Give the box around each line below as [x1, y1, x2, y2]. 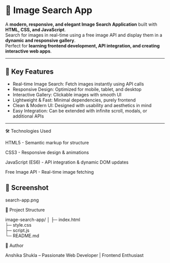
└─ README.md [5, 232, 39, 239]
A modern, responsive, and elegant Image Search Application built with [5, 21, 158, 27]
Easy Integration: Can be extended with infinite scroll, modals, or [12, 108, 148, 114]
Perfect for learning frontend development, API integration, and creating [5, 42, 160, 48]
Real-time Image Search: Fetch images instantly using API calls [12, 81, 144, 87]
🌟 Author [5, 242, 24, 248]
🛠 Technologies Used [5, 128, 52, 134]
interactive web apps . [5, 48, 52, 54]
